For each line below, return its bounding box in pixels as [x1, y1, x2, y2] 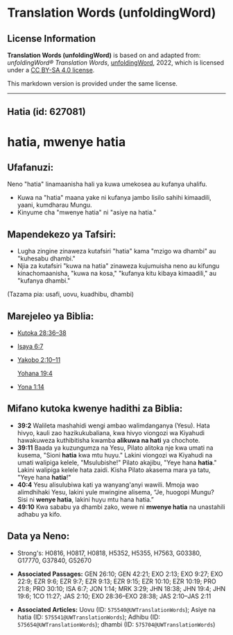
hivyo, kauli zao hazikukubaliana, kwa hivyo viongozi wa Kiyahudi [17, 428, 205, 437]
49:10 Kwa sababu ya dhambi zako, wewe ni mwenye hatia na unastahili [17, 503, 225, 511]
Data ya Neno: [7, 531, 70, 542]
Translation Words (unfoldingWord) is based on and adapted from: [7, 51, 201, 59]
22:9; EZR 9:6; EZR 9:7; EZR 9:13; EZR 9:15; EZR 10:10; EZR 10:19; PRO [17, 577, 216, 586]
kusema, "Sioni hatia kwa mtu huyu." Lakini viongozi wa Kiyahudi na [17, 450, 213, 459]
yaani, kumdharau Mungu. [17, 201, 92, 210]
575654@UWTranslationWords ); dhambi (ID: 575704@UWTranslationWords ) [17, 620, 216, 628]
